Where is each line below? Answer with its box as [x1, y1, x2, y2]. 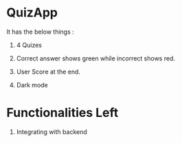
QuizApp [6, 5, 58, 21]
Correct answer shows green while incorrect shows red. [16, 54, 176, 63]
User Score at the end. [16, 67, 80, 76]
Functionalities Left [6, 105, 119, 121]
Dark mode [16, 80, 49, 89]
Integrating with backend [16, 127, 87, 135]
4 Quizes [16, 41, 43, 49]
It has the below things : [6, 27, 75, 36]
